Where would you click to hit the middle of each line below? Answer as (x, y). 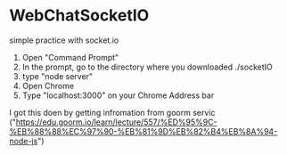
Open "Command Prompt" (70, 57)
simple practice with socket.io (64, 40)
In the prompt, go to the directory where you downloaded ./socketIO (148, 67)
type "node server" (57, 76)
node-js (24, 141)
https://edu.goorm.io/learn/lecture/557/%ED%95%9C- (116, 122)
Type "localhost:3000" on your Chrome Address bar (118, 95)
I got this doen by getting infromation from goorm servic (112, 112)
